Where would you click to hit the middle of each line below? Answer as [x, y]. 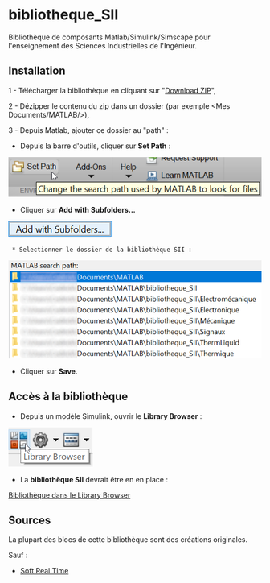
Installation [37, 71]
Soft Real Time [44, 571]
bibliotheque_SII [63, 15]
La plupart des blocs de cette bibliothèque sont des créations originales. [128, 540]
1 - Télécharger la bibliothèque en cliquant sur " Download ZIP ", [112, 90]
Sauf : [18, 555]
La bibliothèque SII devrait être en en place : [94, 479]
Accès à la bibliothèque [68, 397]
